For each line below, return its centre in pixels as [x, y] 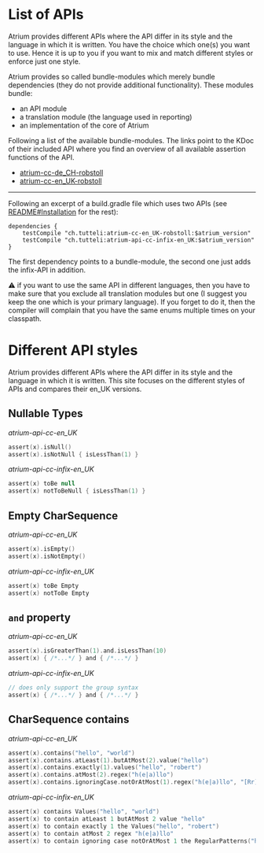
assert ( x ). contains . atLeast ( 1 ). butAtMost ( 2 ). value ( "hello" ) [109, 760]
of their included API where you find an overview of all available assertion [127, 149]
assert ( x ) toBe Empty [44, 585]
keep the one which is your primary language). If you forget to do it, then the [132, 301]
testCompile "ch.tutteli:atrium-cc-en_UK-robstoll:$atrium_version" [137, 233]
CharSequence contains [69, 720]
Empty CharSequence [63, 516]
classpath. [25, 318]
